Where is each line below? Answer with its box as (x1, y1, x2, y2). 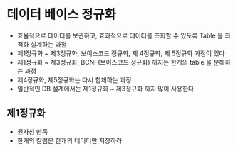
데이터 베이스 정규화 (6, 6, 117, 23)
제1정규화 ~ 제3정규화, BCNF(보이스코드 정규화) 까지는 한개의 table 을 (16, 57, 212, 66)
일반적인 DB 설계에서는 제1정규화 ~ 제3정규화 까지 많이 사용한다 (16, 84, 195, 93)
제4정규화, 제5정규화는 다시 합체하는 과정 (16, 75, 132, 84)
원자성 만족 (16, 127, 48, 135)
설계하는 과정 (30, 40, 67, 48)
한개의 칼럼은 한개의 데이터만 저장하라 (16, 136, 123, 145)
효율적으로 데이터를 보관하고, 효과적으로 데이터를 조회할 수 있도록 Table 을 (16, 31, 224, 40)
